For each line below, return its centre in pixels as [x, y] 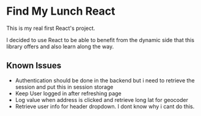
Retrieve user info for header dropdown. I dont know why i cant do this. [105, 106]
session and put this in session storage [64, 87]
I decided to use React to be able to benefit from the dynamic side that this [100, 40]
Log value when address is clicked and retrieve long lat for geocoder [101, 100]
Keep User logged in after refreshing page [68, 93]
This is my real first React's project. [51, 28]
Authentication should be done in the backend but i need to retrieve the [105, 80]
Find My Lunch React [61, 11]
